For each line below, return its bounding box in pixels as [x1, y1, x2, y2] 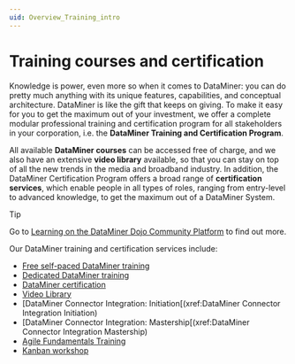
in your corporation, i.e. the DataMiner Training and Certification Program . [9, 128, 284, 138]
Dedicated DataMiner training [21, 269, 130, 280]
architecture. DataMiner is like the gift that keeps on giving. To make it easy [9, 99, 284, 110]
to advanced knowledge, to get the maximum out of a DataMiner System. [9, 191, 276, 202]
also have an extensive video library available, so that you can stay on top [9, 154, 280, 165]
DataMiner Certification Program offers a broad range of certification [9, 173, 262, 183]
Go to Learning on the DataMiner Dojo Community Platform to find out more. [9, 226, 287, 236]
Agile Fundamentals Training [21, 336, 126, 346]
